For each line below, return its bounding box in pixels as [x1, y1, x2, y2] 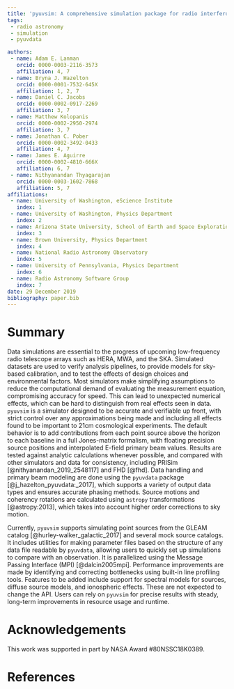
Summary [7, 324, 65, 340]
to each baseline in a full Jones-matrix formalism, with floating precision [7, 436, 214, 445]
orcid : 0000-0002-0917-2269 [16, 100, 98, 108]
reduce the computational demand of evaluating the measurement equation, [7, 384, 226, 393]
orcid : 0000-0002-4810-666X [16, 159, 98, 166]
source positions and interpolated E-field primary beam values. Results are [7, 443, 221, 452]
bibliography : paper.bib [7, 294, 79, 301]
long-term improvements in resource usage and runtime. [7, 598, 170, 606]
